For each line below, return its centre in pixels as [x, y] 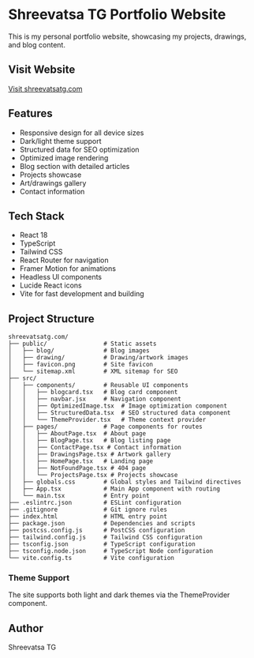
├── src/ [22, 378]
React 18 [34, 235]
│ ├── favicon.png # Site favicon [81, 365]
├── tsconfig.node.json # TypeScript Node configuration [111, 551]
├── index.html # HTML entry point [88, 517]
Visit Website [42, 70]
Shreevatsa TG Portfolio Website [117, 15]
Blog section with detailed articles [75, 166]
